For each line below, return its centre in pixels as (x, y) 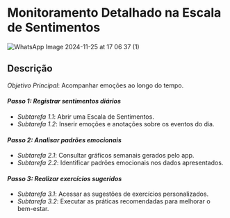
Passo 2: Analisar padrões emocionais (64, 140)
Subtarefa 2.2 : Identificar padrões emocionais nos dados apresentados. (120, 163)
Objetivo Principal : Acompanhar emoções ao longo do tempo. (96, 85)
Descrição (30, 68)
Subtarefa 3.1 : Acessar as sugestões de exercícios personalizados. (113, 194)
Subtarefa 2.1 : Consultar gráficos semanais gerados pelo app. (106, 156)
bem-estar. (33, 209)
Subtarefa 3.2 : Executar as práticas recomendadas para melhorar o (114, 201)
